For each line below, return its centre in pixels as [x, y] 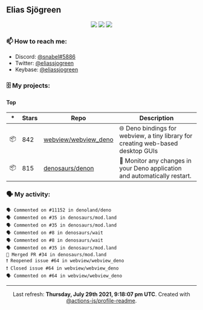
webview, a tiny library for [156, 136]
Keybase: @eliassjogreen [47, 69]
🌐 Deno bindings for [148, 128]
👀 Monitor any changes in [156, 161]
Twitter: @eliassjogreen [44, 63]
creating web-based [149, 143]
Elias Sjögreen [34, 10]
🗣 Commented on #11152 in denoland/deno [59, 210]
